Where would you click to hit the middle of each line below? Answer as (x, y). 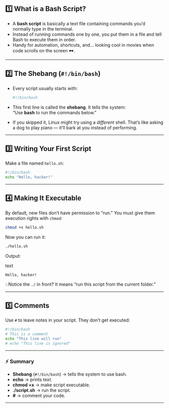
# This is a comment (27, 334)
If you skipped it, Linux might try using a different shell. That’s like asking (88, 122)
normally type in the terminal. (43, 29)
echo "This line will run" (33, 339)
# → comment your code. (39, 396)
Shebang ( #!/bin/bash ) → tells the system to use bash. (70, 374)
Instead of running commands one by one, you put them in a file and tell (87, 34)
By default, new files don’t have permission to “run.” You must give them (80, 213)
